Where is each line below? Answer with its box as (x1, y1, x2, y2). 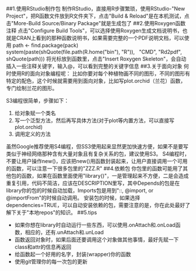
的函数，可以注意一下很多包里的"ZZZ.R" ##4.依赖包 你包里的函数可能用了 (6, 165, 183, 172)
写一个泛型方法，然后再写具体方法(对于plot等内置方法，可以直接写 (14, 117, 174, 124)
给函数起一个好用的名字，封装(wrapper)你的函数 (14, 251, 132, 258)
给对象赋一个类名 (14, 110, 56, 116)
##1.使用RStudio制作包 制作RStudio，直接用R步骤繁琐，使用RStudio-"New (6, 5, 185, 12)
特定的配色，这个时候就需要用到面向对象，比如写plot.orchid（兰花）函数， (6, 77, 186, 84)
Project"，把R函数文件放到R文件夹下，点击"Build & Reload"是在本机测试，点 (6, 12, 190, 19)
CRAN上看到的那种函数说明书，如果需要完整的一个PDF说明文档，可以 (16, 35, 184, 41)
